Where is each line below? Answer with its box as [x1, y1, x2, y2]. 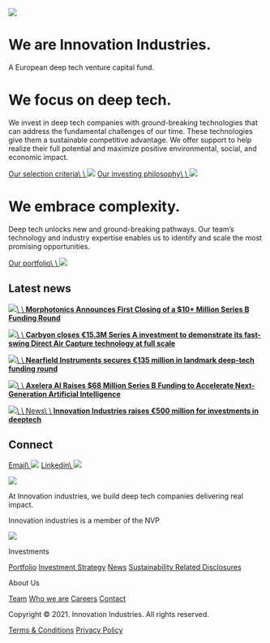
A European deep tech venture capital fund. [8, 62, 155, 72]
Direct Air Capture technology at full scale [31, 338, 176, 348]
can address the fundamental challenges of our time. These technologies [8, 126, 253, 136]
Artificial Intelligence [48, 389, 122, 399]
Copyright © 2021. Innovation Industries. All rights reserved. [8, 610, 209, 619]
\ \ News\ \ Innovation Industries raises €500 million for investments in [16, 406, 259, 416]
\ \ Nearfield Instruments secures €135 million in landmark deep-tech [16, 355, 255, 365]
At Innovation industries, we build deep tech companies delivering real [8, 491, 243, 501]
